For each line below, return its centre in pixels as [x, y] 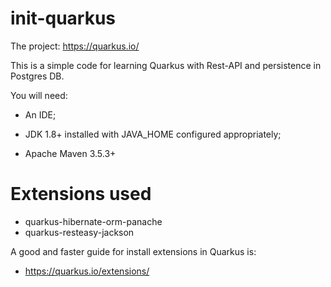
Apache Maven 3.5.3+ [70, 153]
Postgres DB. [37, 76]
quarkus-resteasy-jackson [79, 232]
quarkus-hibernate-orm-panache [93, 221]
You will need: [39, 95]
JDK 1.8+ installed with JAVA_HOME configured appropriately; [153, 134]
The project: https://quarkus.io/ [75, 46]
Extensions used [81, 194]
